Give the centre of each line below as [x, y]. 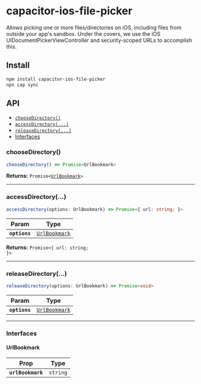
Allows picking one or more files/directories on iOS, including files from [94, 27]
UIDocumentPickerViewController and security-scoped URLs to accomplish [99, 40]
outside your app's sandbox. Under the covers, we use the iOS [83, 33]
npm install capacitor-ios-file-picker [56, 79]
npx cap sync [22, 85]
